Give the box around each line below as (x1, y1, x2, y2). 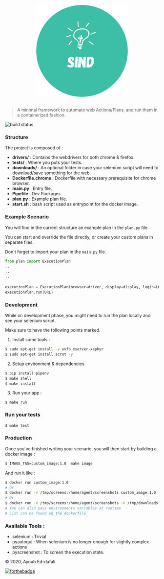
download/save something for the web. (12, 170, 91, 176)
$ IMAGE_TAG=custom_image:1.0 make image (5, 461, 93, 466)
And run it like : (5, 470, 36, 476)
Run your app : (12, 390, 42, 396)
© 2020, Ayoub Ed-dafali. (5, 559, 57, 565)
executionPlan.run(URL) (5, 290, 54, 295)
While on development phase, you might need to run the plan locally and (5, 313, 151, 319)
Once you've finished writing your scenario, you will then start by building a (5, 445, 157, 452)
